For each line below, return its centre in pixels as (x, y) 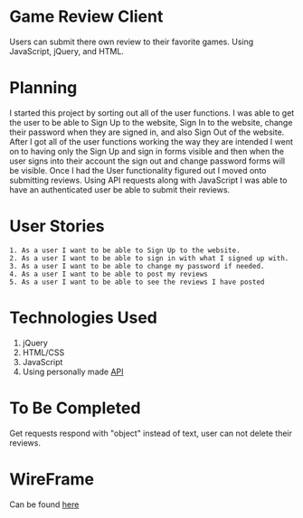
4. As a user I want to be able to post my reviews (109, 274)
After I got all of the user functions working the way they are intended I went (151, 141)
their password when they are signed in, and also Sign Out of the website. (147, 132)
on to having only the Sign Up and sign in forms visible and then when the (147, 151)
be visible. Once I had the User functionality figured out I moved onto (138, 170)
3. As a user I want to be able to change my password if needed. (137, 266)
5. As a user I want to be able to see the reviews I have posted (137, 282)
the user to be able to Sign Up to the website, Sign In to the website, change (151, 122)
